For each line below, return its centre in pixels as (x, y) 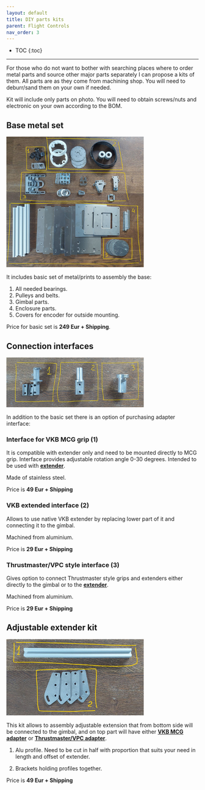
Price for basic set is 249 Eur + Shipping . (59, 327)
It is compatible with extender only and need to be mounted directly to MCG (102, 453)
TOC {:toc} (29, 51)
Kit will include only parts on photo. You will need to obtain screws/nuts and (102, 100)
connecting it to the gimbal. (41, 525)
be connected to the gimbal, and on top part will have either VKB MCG (95, 731)
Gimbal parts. (32, 302)
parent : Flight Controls (38, 26)
